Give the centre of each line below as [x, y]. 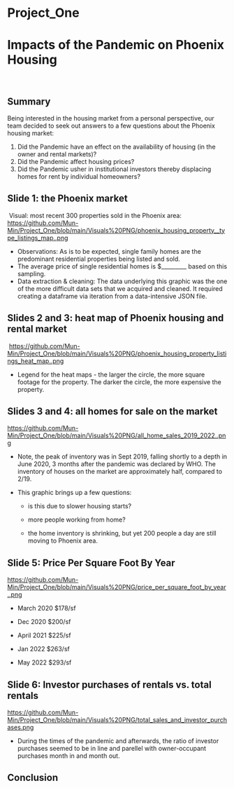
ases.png [21, 727]
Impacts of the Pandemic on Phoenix [116, 45]
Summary [29, 101]
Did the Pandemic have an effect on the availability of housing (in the [116, 147]
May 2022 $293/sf [44, 663]
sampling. [31, 273]
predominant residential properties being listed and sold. [98, 259]
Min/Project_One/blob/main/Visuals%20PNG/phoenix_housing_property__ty [116, 230]
